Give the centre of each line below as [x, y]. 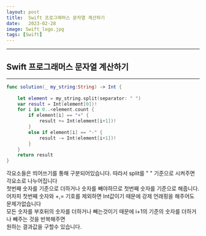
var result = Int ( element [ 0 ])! [57, 104]
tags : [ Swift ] [25, 35]
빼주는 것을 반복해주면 [39, 219]
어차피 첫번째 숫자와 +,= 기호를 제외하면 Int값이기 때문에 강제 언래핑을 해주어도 [101, 196]
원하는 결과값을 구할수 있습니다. [44, 227]
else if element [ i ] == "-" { [66, 132]
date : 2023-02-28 [31, 23]
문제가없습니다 [24, 204]
